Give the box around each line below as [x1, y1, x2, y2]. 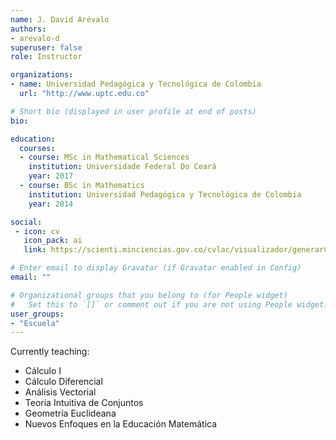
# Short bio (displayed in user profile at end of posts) [10, 106, 257, 116]
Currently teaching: [10, 346, 90, 358]
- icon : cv [14, 226, 60, 236]
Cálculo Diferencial [24, 376, 103, 388]
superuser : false [10, 42, 83, 53]
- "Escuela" [10, 318, 60, 328]
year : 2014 [28, 199, 74, 209]
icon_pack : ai [23, 236, 83, 246]
